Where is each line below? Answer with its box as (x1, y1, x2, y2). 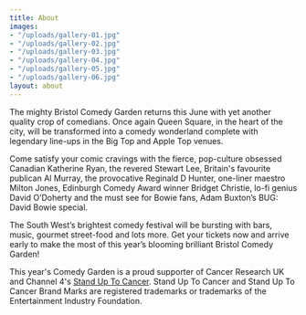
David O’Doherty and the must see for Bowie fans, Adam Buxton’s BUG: (9, 192, 279, 203)
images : (9, 22, 39, 31)
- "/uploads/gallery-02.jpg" (9, 38, 121, 48)
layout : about (9, 81, 64, 90)
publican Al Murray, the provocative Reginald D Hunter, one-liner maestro (9, 173, 286, 184)
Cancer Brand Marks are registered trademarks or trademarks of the (9, 285, 267, 297)
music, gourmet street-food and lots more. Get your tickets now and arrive (9, 229, 290, 240)
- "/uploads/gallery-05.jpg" (9, 65, 121, 74)
